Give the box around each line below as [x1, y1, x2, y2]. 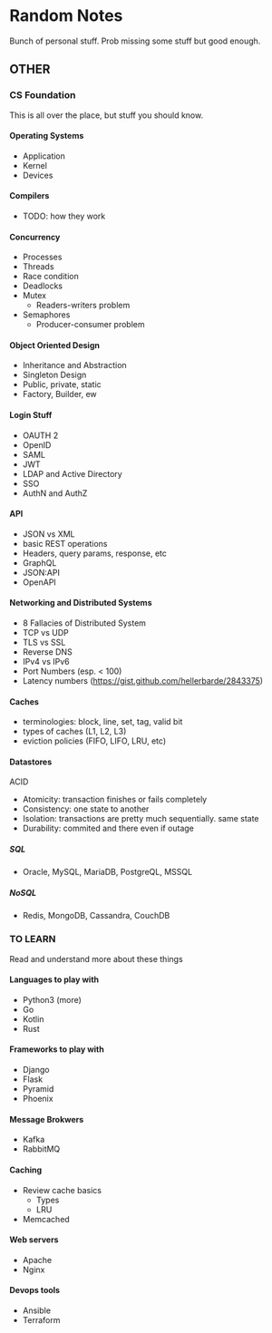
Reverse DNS [22, 647, 73, 657]
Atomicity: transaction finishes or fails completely [22, 794, 208, 805]
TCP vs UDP [22, 628, 70, 638]
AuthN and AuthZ [22, 487, 88, 499]
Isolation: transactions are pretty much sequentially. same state [22, 813, 260, 824]
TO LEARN [9, 933, 56, 946]
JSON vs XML [22, 528, 75, 540]
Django [22, 1065, 50, 1075]
